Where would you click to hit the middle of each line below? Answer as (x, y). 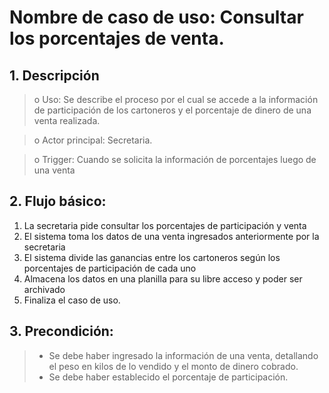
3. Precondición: (61, 331)
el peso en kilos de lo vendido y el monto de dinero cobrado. (173, 366)
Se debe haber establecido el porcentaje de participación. (168, 377)
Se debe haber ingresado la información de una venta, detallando (183, 355)
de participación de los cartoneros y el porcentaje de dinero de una (172, 110)
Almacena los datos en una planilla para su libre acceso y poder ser (163, 278)
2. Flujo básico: (58, 201)
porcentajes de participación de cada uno (110, 268)
